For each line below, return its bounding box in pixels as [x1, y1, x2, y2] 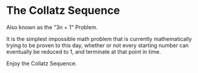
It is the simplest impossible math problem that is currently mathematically [6, 35, 193, 42]
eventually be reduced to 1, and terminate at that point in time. [6, 48, 161, 55]
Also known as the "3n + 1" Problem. [6, 24, 98, 31]
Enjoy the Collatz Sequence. [6, 60, 77, 67]
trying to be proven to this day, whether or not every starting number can [6, 42, 189, 49]
